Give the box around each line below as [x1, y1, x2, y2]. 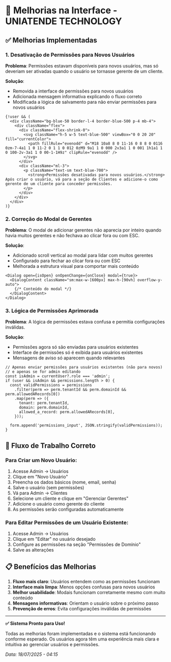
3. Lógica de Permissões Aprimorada [5, 307, 99, 314]
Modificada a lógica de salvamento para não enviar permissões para [12, 99, 157, 105]
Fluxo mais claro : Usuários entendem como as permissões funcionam [12, 579, 160, 585]
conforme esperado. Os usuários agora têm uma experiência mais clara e [5, 636, 159, 642]
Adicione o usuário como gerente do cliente [12, 501, 105, 507]
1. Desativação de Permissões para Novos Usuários [5, 51, 135, 58]
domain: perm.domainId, [18, 405, 70, 410]
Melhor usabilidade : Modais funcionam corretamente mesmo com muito [12, 589, 165, 596]
